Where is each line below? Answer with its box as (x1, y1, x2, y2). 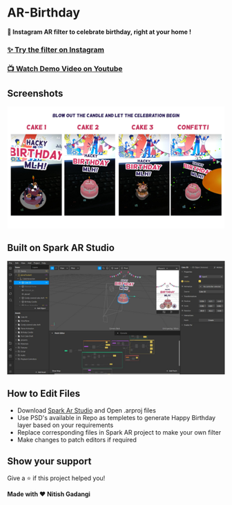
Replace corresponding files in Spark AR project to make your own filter (17, 428, 222, 436)
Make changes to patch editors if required (17, 435, 137, 444)
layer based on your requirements (17, 421, 114, 429)
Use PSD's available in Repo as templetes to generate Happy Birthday (17, 413, 216, 422)
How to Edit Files (7, 388, 81, 399)
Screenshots (7, 88, 64, 99)
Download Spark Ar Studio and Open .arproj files (17, 406, 157, 415)
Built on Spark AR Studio (7, 242, 115, 254)
